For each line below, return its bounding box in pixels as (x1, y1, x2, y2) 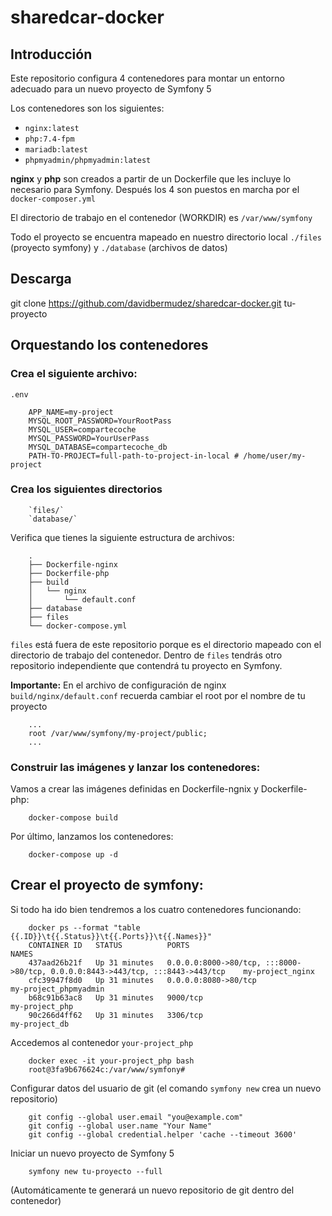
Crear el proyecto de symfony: (10, 877, 204, 894)
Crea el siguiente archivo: (10, 367, 138, 381)
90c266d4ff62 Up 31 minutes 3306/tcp (28, 1010, 203, 1020)
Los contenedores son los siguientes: (10, 102, 165, 114)
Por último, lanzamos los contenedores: (10, 831, 174, 843)
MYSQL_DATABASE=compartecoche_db (28, 442, 168, 452)
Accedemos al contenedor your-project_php (10, 1036, 194, 1048)
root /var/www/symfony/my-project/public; (28, 728, 208, 738)
